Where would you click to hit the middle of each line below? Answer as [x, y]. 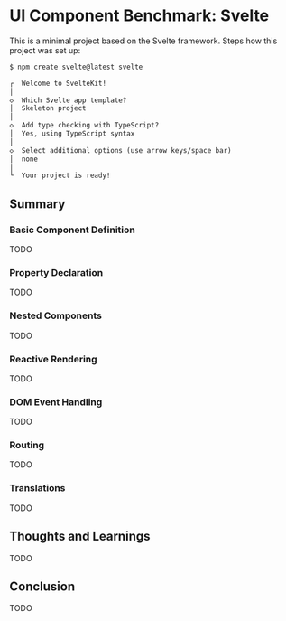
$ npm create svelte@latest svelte [76, 67]
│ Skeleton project [48, 108]
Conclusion [42, 586]
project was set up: [45, 50]
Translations [37, 488]
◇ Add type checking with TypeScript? [84, 126]
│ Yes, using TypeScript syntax [72, 134]
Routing [27, 446]
